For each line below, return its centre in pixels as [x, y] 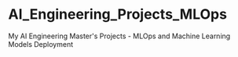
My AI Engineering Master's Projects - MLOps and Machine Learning [119, 36]
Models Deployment [40, 44]
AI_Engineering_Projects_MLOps [118, 14]
